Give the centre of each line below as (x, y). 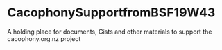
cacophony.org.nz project (44, 38)
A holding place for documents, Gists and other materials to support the (110, 32)
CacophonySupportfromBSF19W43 (111, 13)
